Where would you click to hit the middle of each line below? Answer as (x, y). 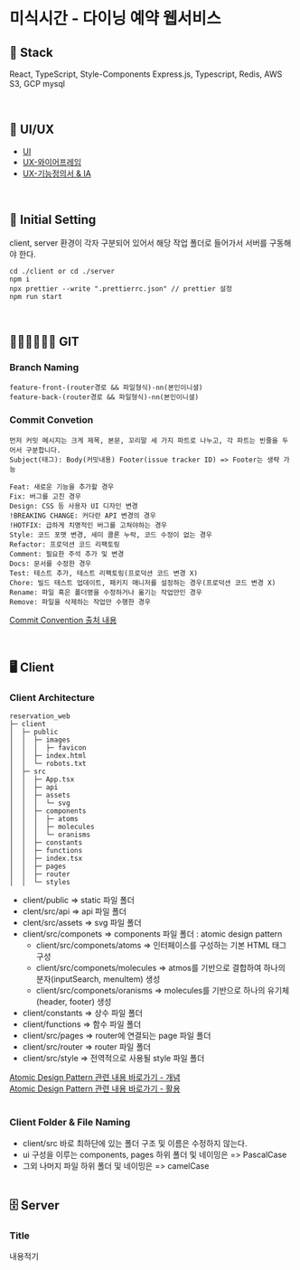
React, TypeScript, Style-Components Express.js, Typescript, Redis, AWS (146, 74)
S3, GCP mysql (37, 84)
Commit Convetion (52, 420)
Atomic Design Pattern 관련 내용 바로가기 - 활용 (95, 1088)
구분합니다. (43, 450)
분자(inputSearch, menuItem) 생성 (98, 979)
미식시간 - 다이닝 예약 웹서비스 (115, 19)
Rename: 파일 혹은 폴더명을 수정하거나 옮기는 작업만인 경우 (106, 593)
